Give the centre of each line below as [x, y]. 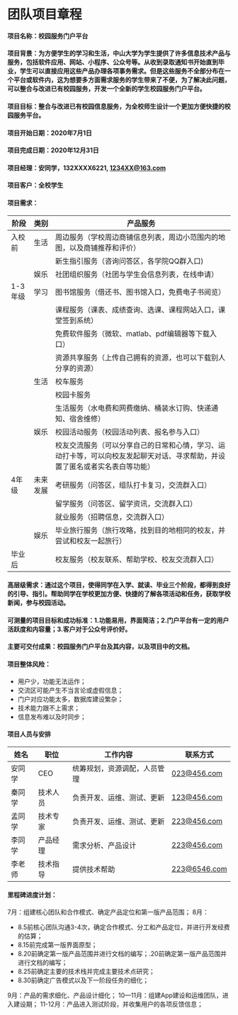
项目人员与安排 [29, 735]
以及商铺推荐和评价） [105, 247]
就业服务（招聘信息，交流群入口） [112, 516]
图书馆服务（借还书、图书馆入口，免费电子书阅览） [141, 292]
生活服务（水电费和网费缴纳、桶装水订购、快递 [134, 408]
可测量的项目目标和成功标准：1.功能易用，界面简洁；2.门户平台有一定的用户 [118, 620]
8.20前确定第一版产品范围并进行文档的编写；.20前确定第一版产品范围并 [122, 953]
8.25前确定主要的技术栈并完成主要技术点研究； [86, 971]
